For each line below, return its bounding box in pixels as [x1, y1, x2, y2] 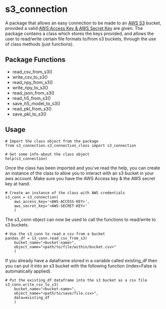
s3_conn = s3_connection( [5, 195, 58, 200]
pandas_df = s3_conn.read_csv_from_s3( [5, 235, 88, 241]
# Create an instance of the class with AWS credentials [5, 190, 125, 195]
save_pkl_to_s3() [12, 111, 47, 117]
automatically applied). [5, 268, 52, 274]
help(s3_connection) [5, 156, 48, 161]
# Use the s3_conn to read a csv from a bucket [5, 231, 106, 236]
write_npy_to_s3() [12, 85, 49, 91]
